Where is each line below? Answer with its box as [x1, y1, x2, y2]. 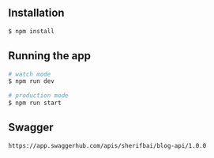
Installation [8, 6, 65, 20]
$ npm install [8, 27, 55, 35]
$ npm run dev [8, 77, 55, 85]
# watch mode [8, 70, 51, 78]
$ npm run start [8, 99, 62, 107]
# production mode [8, 92, 69, 100]
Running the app [8, 49, 91, 62]
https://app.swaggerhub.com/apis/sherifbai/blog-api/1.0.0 [8, 141, 207, 149]
